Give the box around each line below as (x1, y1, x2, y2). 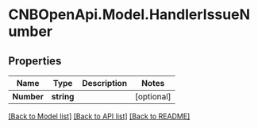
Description (82, 78, 128, 88)
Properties (8, 54, 62, 68)
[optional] (134, 91, 172, 102)
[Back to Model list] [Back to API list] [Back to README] (8, 111, 191, 121)
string (51, 91, 75, 102)
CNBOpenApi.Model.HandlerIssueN (8, 6, 250, 24)
